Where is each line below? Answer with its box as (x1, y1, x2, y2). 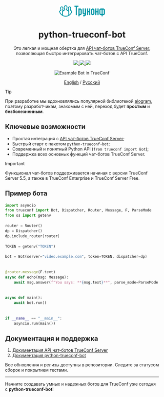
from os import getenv (5, 213, 51, 218)
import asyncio (5, 203, 36, 208)
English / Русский (64, 79, 100, 85)
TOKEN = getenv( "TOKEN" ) (5, 244, 56, 249)
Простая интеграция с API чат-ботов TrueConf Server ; (12, 135, 125, 141)
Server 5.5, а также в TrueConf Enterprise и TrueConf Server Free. (5, 175, 140, 181)
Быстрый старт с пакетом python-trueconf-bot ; (12, 141, 110, 147)
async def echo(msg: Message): (5, 275, 69, 280)
